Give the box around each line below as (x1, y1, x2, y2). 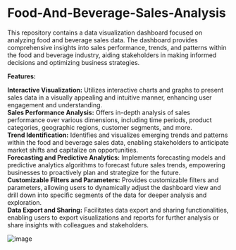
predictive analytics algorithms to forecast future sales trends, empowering (7, 160, 225, 169)
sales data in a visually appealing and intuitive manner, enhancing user (7, 93, 213, 102)
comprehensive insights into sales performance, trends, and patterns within (7, 43, 227, 52)
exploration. (7, 198, 42, 206)
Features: (7, 72, 37, 81)
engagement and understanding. (7, 100, 103, 109)
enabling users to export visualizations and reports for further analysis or (7, 213, 219, 222)
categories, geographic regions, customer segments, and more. (7, 123, 192, 131)
